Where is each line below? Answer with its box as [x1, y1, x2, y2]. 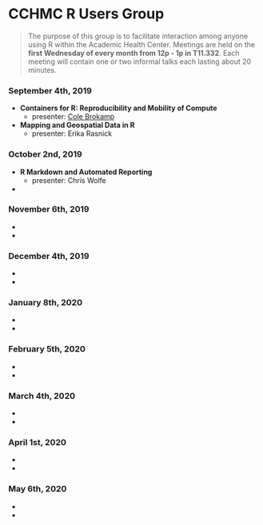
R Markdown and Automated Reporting [19, 167, 153, 177]
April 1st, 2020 [8, 436, 66, 447]
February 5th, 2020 [8, 344, 86, 355]
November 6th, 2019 [8, 204, 90, 215]
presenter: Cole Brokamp [31, 112, 115, 121]
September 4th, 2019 [8, 85, 92, 96]
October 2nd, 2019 [8, 149, 82, 160]
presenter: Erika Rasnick [31, 129, 113, 138]
